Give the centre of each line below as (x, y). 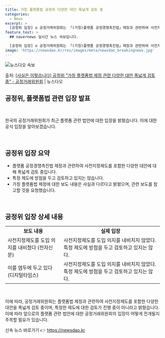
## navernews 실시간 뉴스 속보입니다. (44, 37)
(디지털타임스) (23, 275)
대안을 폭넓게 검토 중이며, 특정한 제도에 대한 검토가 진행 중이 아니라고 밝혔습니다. (82, 308)
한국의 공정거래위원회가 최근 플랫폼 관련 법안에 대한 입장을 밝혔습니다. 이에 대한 (81, 121)
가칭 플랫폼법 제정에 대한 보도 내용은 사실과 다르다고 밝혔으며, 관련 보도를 (82, 184)
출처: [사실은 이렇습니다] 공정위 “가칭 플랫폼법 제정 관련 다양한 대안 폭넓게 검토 (80, 75)
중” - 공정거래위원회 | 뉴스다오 (34, 81)
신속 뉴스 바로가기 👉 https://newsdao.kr (45, 330)
